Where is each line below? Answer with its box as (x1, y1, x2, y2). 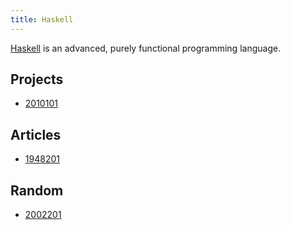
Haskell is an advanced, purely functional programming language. (10, 42, 282, 54)
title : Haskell (10, 14, 74, 25)
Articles (10, 126, 62, 143)
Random (10, 182, 64, 199)
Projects (10, 71, 64, 88)
